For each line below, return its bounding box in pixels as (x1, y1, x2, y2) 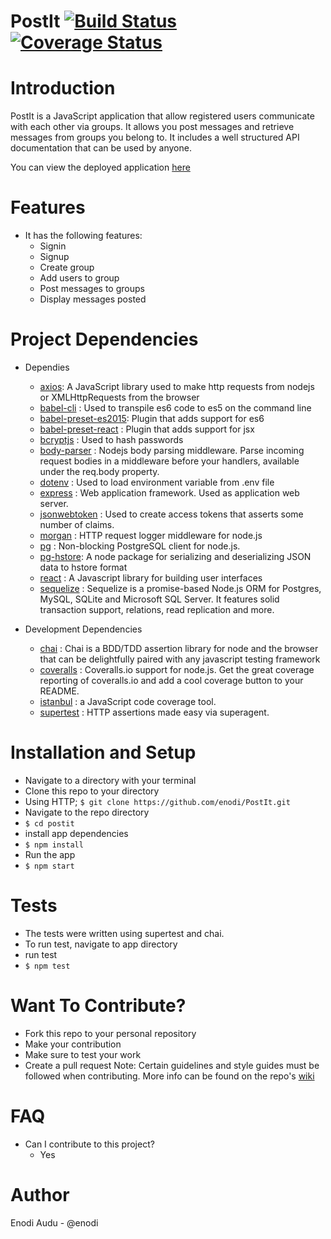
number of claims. (39, 519, 115, 530)
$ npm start (24, 861, 75, 871)
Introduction (10, 77, 116, 100)
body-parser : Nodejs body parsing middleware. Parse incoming (39, 445, 305, 456)
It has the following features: (24, 230, 143, 242)
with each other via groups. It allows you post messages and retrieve (10, 121, 295, 133)
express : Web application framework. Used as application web (39, 487, 300, 499)
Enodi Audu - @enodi (10, 1216, 99, 1229)
